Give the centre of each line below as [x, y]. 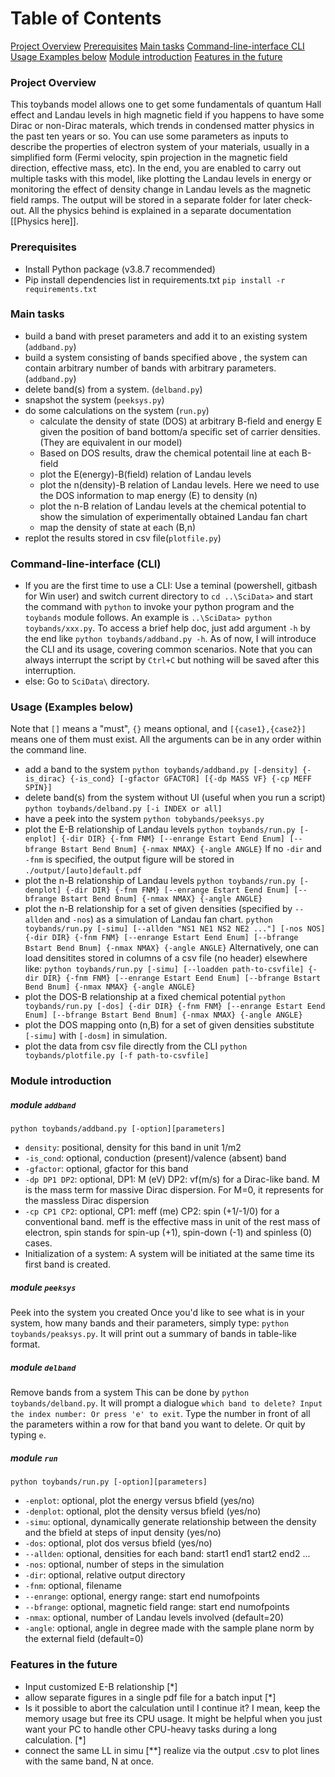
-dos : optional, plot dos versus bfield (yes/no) [118, 1543]
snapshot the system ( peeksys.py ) [94, 399]
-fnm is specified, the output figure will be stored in [129, 859]
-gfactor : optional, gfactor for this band [106, 1169]
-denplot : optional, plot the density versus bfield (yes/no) [143, 1511]
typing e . [28, 1435]
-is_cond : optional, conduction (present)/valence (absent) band [155, 1158]
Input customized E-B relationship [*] [101, 1686]
